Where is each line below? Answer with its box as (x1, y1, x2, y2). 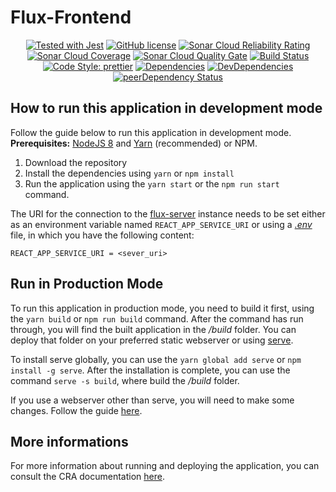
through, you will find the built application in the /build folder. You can (10, 323, 297, 335)
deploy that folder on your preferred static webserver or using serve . (10, 334, 294, 346)
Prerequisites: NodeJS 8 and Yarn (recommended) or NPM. (10, 137, 258, 149)
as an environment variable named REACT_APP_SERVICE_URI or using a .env (10, 218, 313, 230)
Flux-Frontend (10, 6, 132, 29)
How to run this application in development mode (10, 100, 323, 117)
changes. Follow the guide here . (10, 404, 143, 416)
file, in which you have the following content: (10, 229, 195, 241)
